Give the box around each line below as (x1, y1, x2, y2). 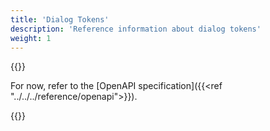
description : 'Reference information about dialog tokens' (10, 24, 262, 34)
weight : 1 (10, 33, 52, 43)
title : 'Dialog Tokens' (10, 14, 110, 25)
